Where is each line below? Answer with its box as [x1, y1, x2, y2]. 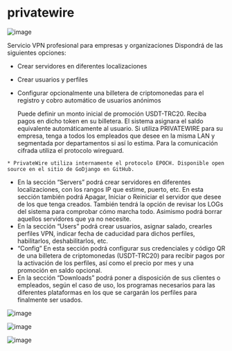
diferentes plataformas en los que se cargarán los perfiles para [17, 288, 197, 296]
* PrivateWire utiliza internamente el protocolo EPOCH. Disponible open [7, 159, 225, 167]
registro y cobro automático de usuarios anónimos [17, 96, 161, 105]
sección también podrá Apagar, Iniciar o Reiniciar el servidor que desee [17, 192, 222, 201]
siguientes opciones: [7, 48, 67, 57]
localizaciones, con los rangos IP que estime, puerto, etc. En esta [17, 185, 204, 193]
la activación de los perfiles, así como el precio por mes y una [17, 258, 194, 267]
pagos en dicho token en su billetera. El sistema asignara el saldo [17, 116, 204, 125]
